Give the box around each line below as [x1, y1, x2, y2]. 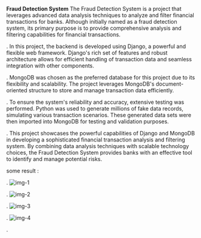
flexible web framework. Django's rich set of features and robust [6, 49, 168, 56]
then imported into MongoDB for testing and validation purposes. [6, 118, 169, 125]
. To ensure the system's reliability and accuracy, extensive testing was [6, 98, 185, 106]
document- [155, 80, 184, 87]
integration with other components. [6, 62, 95, 69]
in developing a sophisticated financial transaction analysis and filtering [6, 136, 185, 143]
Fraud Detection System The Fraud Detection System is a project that [6, 5, 182, 12]
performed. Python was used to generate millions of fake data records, [6, 105, 184, 112]
